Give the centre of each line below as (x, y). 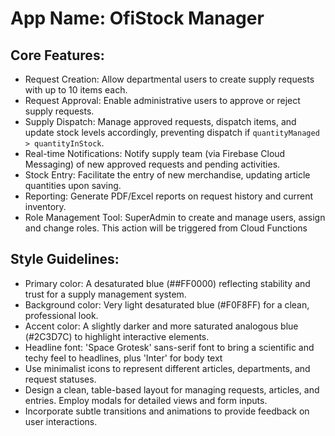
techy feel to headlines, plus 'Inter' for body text (123, 358)
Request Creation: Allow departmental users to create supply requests (169, 79)
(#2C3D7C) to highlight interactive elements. (117, 336)
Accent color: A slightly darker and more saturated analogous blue (161, 326)
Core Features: (57, 55)
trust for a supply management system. (105, 294)
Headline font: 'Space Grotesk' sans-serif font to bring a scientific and (169, 347)
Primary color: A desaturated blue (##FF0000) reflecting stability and (167, 283)
